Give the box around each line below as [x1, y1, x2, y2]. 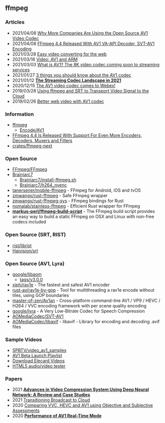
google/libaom [12, 271, 42, 277]
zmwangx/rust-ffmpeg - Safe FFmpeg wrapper [12, 193, 108, 199]
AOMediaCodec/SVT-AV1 [12, 313, 64, 319]
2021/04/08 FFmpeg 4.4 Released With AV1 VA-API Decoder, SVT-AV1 [12, 41, 155, 46]
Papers [5, 376, 23, 382]
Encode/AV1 [19, 127, 44, 133]
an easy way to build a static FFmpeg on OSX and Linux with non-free [12, 213, 154, 219]
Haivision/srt [12, 248, 38, 254]
